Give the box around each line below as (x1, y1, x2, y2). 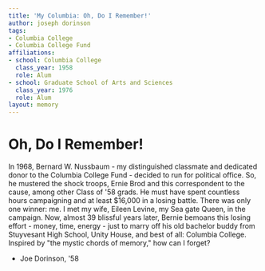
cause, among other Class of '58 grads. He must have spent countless (8, 187, 240, 197)
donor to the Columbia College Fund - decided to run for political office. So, (8, 170, 257, 180)
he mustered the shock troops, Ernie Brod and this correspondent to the (8, 179, 245, 189)
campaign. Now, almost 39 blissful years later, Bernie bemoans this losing (8, 213, 251, 222)
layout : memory (8, 101, 59, 109)
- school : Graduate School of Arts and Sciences (8, 78, 173, 86)
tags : (8, 26, 26, 34)
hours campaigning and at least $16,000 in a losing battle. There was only (8, 196, 251, 205)
